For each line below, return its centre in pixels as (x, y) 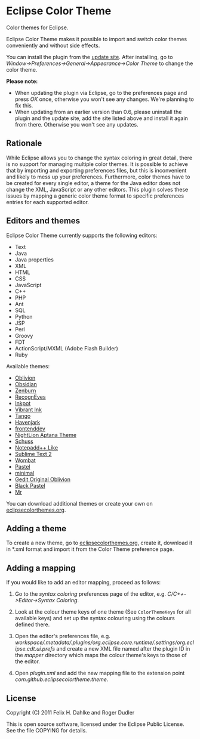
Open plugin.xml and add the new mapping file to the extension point (100, 673)
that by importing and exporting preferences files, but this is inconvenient (96, 170)
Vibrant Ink (28, 409)
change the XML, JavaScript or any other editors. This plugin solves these (97, 189)
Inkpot (23, 403)
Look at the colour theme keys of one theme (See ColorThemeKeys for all (103, 612)
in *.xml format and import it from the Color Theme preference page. (90, 549)
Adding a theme (36, 529)
